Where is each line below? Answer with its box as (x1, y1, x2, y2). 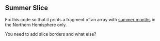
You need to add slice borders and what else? (5, 31, 96, 37)
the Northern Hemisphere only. (5, 22, 67, 27)
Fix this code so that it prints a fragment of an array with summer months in (5, 16, 156, 22)
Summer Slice (5, 4, 48, 12)
